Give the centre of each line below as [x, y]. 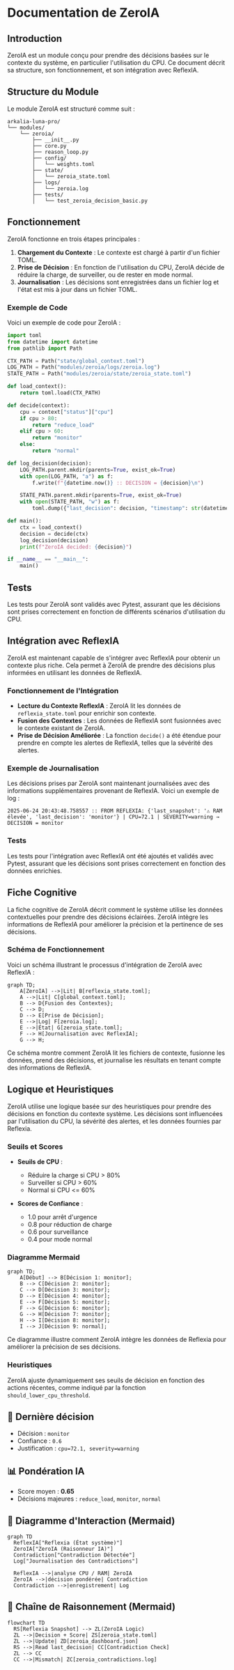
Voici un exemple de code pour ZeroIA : [64, 323]
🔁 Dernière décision [51, 1417]
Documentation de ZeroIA [84, 13]
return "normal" [56, 451]
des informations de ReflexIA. [49, 1067]
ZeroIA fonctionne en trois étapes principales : [74, 239]
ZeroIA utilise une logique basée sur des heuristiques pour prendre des [109, 1106]
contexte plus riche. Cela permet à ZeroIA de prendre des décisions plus [111, 665]
